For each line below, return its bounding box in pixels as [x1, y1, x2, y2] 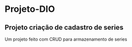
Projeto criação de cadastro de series [4, 23, 123, 32]
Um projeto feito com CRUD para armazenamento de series [4, 36, 127, 42]
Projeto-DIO [4, 3, 55, 15]
